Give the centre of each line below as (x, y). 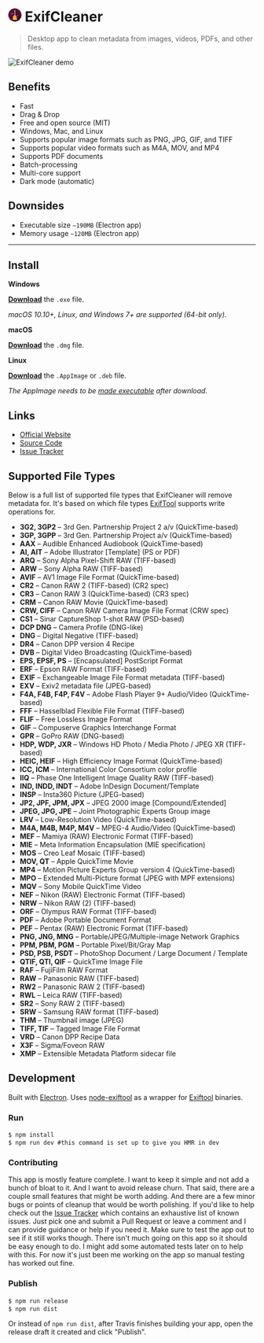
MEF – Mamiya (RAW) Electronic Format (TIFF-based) (106, 836)
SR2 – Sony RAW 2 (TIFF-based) (72, 1004)
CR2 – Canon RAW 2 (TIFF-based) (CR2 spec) (94, 585)
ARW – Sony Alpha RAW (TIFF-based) (81, 569)
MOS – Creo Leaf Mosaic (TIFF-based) (82, 853)
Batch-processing (49, 164)
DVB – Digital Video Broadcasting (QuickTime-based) (106, 652)
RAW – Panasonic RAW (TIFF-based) (79, 978)
